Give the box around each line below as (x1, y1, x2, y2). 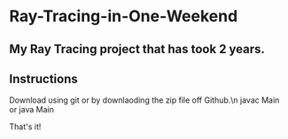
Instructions (9, 71, 78, 86)
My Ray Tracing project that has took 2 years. (9, 42, 266, 57)
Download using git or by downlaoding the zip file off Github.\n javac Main (9, 95, 280, 105)
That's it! (9, 121, 42, 132)
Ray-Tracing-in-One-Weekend (9, 6, 238, 27)
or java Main (9, 104, 55, 115)
